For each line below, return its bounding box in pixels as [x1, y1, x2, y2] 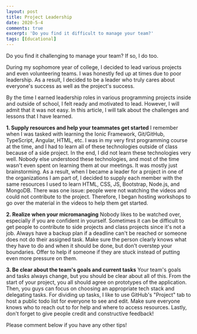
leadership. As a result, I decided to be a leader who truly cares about [6, 76, 175, 83]
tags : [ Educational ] [6, 36, 57, 42]
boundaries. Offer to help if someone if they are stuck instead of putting [6, 248, 181, 256]
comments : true [6, 25, 44, 31]
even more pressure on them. [6, 255, 78, 261]
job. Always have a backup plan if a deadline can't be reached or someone [6, 230, 187, 237]
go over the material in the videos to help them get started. [6, 199, 149, 207]
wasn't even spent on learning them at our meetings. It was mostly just [6, 162, 178, 169]
